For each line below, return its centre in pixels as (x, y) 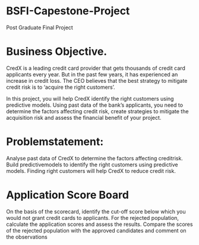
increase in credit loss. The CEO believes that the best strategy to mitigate (97, 80)
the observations (27, 237)
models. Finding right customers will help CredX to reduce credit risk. (91, 170)
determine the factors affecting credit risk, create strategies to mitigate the (97, 111)
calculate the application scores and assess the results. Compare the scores (99, 224)
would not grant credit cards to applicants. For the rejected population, (93, 218)
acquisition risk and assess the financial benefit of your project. (84, 117)
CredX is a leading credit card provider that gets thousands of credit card (96, 68)
